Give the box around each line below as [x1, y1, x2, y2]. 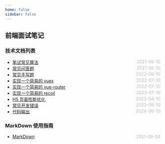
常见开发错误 [12, 103, 38, 108]
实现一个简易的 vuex [12, 78, 54, 84]
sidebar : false [5, 12, 36, 17]
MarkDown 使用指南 [5, 122, 54, 129]
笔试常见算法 [12, 60, 38, 66]
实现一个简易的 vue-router [12, 84, 66, 90]
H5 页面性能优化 [12, 97, 46, 103]
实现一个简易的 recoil [12, 90, 56, 96]
